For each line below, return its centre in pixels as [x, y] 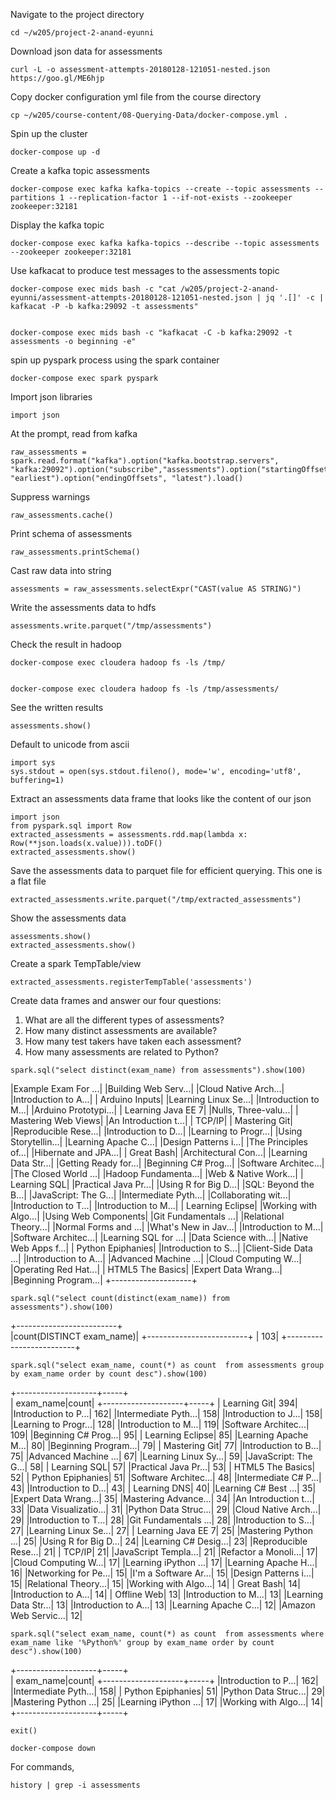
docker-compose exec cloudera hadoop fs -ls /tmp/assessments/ [145, 689]
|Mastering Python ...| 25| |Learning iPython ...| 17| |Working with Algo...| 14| [167, 1702]
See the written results [57, 707]
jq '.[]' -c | [295, 298]
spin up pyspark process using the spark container [115, 360]
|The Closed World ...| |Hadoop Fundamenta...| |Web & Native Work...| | [157, 1173]
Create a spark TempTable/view [76, 963]
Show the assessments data [68, 918]
